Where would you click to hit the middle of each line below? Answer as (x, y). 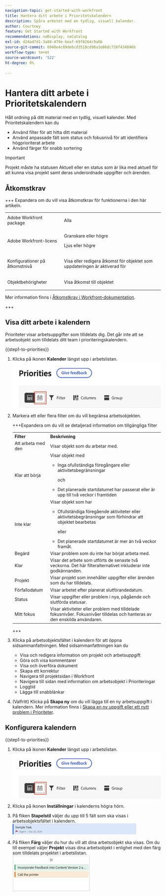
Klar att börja (28, 475)
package (16, 223)
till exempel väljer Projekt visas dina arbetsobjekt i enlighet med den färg (86, 848)
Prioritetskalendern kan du (32, 123)
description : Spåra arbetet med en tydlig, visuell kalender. (70, 21)
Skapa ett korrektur (39, 671)
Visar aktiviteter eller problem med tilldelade (95, 609)
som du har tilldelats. (71, 583)
